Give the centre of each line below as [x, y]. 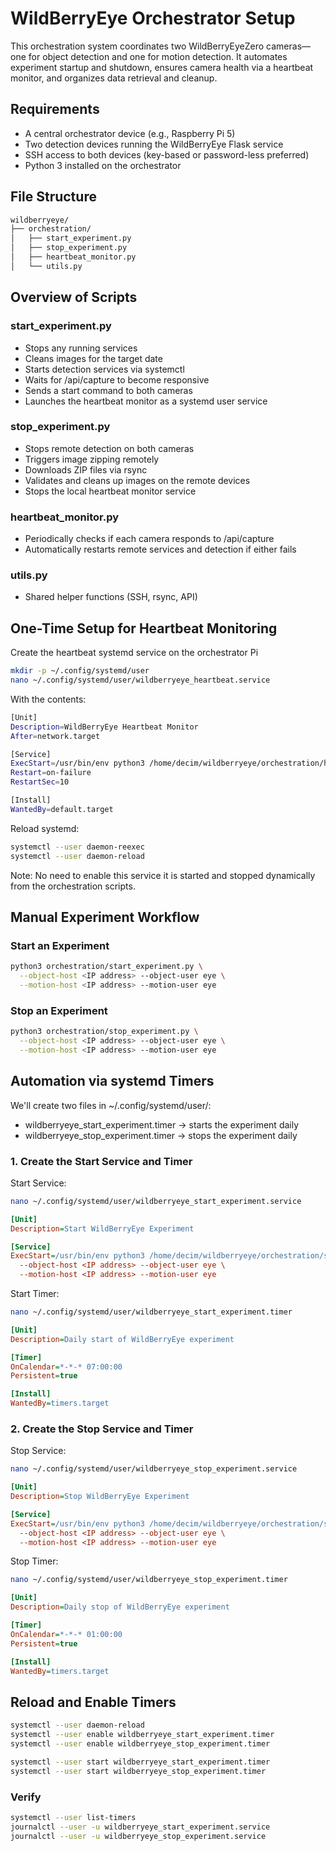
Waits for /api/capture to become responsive [117, 379]
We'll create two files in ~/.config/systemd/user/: [111, 1105]
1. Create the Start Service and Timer [101, 1161]
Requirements [55, 109]
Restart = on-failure [51, 773]
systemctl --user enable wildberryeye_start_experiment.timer [142, 1735]
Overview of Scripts [74, 297]
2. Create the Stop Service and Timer [102, 1429]
